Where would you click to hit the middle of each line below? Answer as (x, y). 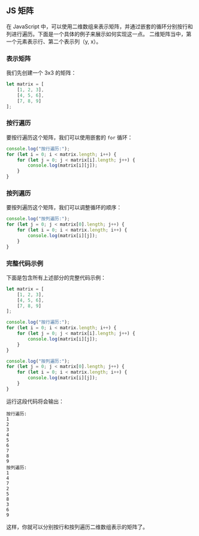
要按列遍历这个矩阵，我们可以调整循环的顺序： (64, 208)
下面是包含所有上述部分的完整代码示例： (56, 277)
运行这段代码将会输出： (35, 401)
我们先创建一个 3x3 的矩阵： (41, 73)
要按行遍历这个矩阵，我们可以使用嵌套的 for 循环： (70, 137)
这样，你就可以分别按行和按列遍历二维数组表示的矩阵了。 (77, 527)
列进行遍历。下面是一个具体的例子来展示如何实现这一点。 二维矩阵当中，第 (99, 34)
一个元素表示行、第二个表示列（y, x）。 (54, 42)
